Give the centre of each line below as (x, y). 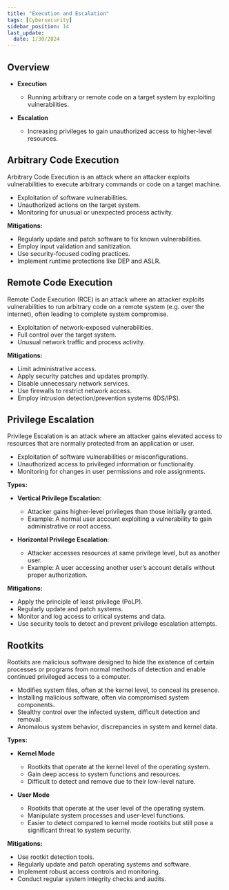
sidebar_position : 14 (38, 26)
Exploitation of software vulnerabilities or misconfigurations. (102, 457)
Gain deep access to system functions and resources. (104, 774)
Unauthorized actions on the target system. (79, 205)
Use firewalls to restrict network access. (74, 390)
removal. (30, 720)
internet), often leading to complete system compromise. (88, 314)
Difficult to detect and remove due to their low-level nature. (111, 782)
